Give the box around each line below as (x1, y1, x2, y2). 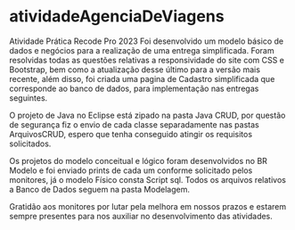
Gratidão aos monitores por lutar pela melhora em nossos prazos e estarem (9, 201, 287, 211)
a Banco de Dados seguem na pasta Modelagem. (9, 184, 190, 194)
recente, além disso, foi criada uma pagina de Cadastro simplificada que (9, 73, 275, 84)
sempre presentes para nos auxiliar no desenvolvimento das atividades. (9, 210, 274, 221)
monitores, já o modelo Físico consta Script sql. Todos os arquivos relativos (9, 174, 287, 185)
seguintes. (9, 92, 48, 103)
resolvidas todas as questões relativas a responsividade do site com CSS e (9, 54, 285, 65)
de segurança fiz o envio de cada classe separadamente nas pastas (9, 119, 260, 130)
